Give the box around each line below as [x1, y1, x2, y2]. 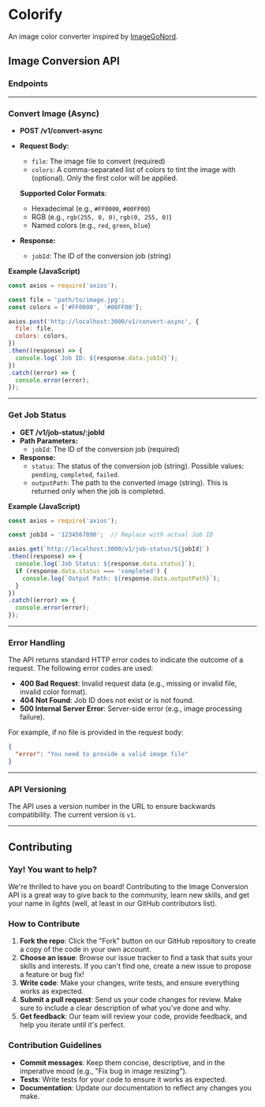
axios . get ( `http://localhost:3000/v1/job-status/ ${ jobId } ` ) [8, 545, 211, 553]
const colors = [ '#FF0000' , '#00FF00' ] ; [8, 303, 144, 311]
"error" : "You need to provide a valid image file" [15, 750, 189, 758]
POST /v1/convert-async [19, 125, 103, 135]
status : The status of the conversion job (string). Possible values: [31, 461, 244, 470]
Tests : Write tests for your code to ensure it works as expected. [19, 1075, 227, 1084]
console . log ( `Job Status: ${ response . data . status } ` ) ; [15, 560, 196, 568]
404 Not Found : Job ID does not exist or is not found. [19, 696, 195, 705]
